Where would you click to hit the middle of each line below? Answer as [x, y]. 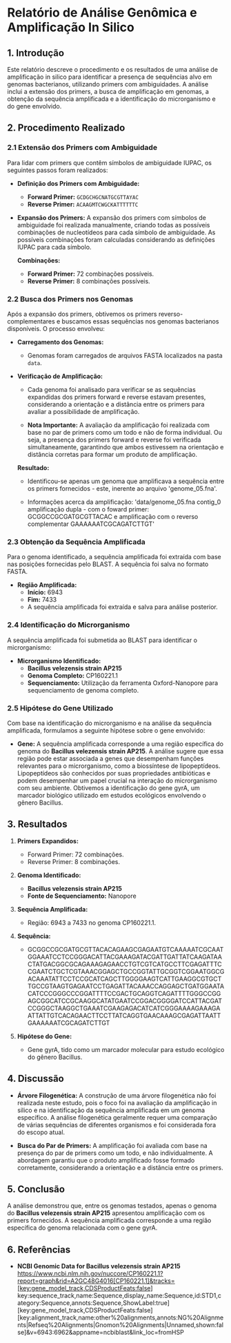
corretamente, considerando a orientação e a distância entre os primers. [120, 1167]
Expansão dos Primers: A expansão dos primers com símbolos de [112, 217]
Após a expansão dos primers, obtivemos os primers [82, 314]
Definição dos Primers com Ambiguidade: [78, 183]
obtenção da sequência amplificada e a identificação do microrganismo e [111, 99]
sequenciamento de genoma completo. [83, 690]
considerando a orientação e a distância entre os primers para [116, 404]
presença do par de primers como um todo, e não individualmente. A [115, 1153]
